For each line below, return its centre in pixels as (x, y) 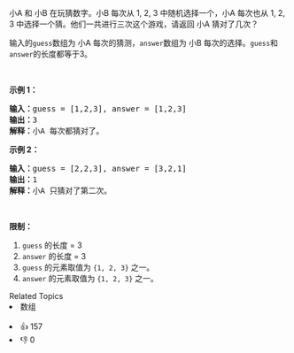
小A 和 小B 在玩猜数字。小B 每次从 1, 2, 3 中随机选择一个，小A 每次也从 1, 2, (147, 13)
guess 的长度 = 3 (52, 245)
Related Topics (36, 296)
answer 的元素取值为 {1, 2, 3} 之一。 (90, 278)
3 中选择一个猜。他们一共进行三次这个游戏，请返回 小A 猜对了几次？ (134, 24)
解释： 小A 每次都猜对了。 (57, 131)
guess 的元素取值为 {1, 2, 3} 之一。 (88, 267)
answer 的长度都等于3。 (51, 54)
